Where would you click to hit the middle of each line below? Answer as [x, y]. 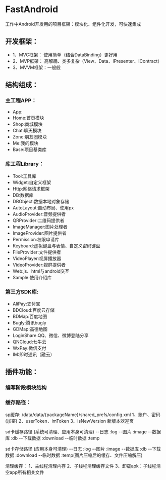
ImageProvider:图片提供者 [39, 233]
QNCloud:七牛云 [29, 342]
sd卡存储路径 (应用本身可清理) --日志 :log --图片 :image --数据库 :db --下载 [83, 449]
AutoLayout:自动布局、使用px [43, 208]
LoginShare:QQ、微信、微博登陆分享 [51, 336]
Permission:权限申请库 [36, 239]
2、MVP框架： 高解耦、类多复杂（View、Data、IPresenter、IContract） [87, 61]
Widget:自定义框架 [32, 182]
